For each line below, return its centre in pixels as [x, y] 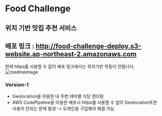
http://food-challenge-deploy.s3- [89, 46]
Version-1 [17, 85]
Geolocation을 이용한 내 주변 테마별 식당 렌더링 [58, 96]
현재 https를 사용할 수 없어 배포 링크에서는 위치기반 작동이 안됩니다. [70, 66]
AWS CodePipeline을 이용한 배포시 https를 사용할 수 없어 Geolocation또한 [85, 102]
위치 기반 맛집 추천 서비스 [41, 28]
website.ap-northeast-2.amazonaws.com [71, 54]
